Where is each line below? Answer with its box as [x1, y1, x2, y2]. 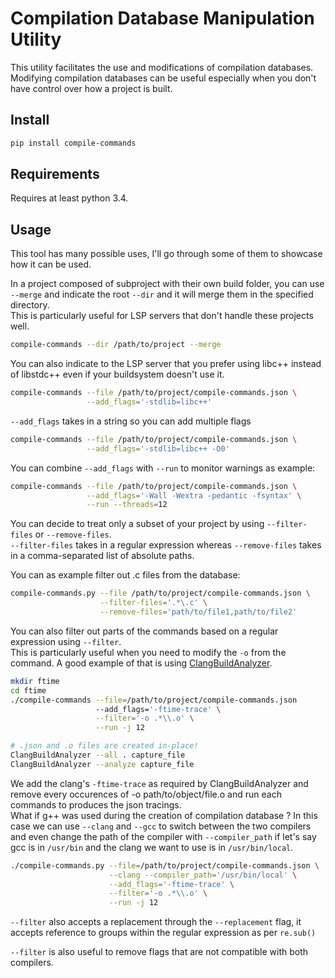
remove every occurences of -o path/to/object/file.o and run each [10, 788, 282, 800]
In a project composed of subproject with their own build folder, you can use [10, 278, 325, 290]
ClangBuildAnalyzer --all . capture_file [10, 750, 186, 760]
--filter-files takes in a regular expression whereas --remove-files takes [10, 539, 322, 551]
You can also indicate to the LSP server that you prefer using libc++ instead [10, 358, 322, 370]
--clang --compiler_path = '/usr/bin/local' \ [108, 870, 298, 880]
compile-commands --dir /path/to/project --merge [10, 340, 222, 350]
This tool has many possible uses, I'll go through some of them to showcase [10, 248, 323, 260]
